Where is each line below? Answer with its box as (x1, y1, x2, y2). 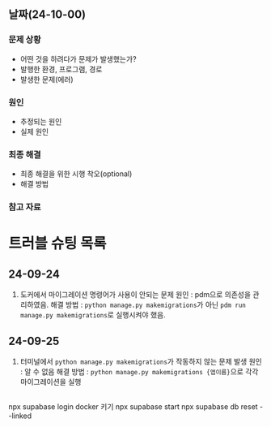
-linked (8, 411, 32, 421)
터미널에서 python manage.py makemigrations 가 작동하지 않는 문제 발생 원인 (19, 356, 263, 367)
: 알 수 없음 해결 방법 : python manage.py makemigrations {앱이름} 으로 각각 (19, 367, 259, 377)
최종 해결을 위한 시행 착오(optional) (19, 169, 133, 179)
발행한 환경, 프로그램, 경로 (19, 64, 103, 74)
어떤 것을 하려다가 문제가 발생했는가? (19, 54, 137, 63)
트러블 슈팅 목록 (8, 235, 107, 253)
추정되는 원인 (19, 116, 62, 126)
